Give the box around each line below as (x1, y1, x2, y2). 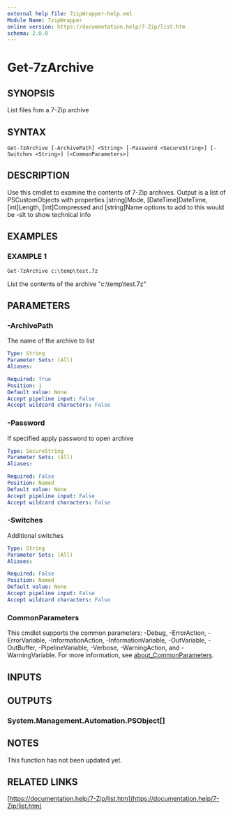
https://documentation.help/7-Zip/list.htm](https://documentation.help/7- (9, 795, 220, 803)
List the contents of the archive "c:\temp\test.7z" (7, 280, 146, 288)
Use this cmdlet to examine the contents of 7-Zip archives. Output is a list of (7, 188, 226, 196)
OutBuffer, (7, 643, 37, 652)
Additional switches (7, 531, 64, 539)
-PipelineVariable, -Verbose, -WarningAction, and (38, 643, 180, 652)
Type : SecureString (7, 447, 64, 454)
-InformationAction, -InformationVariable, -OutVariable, (48, 636, 207, 645)
